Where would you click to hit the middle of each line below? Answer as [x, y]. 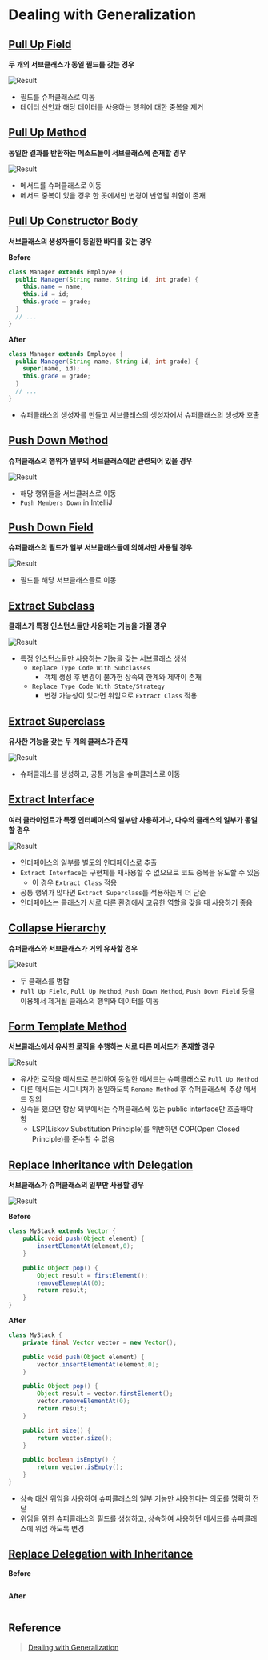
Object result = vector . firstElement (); [105, 1394]
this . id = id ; [46, 294]
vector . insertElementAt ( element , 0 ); [98, 1364]
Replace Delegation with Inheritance [101, 1554]
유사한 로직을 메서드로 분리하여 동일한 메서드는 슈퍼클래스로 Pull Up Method [139, 1079]
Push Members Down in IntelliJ [66, 502]
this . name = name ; [53, 287]
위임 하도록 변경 [60, 1528]
